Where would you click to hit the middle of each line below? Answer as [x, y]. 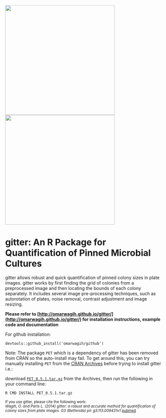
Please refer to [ [22, 314]
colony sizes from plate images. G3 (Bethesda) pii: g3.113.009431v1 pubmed [70, 410]
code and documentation [32, 324]
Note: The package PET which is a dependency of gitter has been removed [82, 353]
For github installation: [28, 334]
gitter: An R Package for [56, 242]
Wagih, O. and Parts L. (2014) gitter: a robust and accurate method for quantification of [80, 406]
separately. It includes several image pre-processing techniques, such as [80, 294]
